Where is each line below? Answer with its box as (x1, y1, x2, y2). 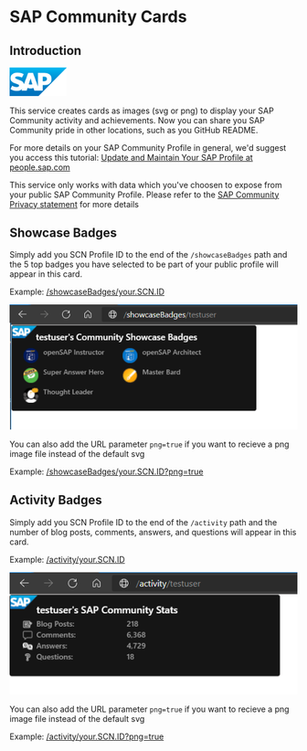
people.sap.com (9, 162, 70, 173)
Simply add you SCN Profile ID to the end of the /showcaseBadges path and (9, 249, 288, 260)
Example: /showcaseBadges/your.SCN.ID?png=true (9, 466, 204, 477)
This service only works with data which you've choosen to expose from (9, 179, 282, 190)
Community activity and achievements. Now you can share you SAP (9, 114, 265, 125)
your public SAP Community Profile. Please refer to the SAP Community (9, 189, 280, 200)
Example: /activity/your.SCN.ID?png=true (9, 731, 164, 742)
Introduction (9, 43, 82, 58)
